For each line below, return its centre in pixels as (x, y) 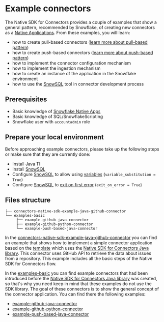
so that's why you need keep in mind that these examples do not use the (79, 284)
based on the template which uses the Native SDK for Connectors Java (77, 248)
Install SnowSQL (29, 169)
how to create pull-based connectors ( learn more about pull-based (80, 42)
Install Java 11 (26, 164)
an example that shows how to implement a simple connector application (79, 243)
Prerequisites (26, 100)
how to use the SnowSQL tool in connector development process (78, 84)
